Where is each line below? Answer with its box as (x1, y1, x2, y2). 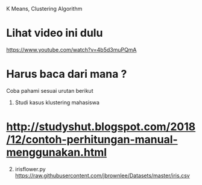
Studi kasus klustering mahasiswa (14, 99, 99, 106)
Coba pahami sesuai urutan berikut (6, 87, 93, 94)
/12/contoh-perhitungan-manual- (6, 133, 178, 146)
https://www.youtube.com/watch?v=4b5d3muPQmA (6, 46, 137, 53)
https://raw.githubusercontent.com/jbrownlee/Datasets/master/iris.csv (14, 172, 190, 179)
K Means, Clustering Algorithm (6, 5, 83, 12)
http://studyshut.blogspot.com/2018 (6, 120, 196, 134)
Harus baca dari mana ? (6, 67, 127, 81)
